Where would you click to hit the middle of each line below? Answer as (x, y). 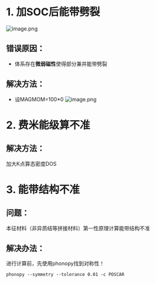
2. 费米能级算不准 (48, 125)
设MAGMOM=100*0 (39, 99)
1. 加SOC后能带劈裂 (53, 12)
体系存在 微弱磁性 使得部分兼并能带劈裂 (61, 64)
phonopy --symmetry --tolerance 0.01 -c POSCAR (65, 275)
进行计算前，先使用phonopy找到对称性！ (55, 264)
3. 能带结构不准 (43, 190)
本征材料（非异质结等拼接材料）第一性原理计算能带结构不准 (78, 228)
